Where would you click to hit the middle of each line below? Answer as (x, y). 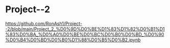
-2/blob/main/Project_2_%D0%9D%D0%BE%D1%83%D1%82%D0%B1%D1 (85, 29)
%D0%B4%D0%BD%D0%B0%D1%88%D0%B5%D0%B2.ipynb (73, 40)
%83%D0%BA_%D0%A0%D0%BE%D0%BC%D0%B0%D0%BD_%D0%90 (85, 34)
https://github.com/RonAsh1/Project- (44, 23)
